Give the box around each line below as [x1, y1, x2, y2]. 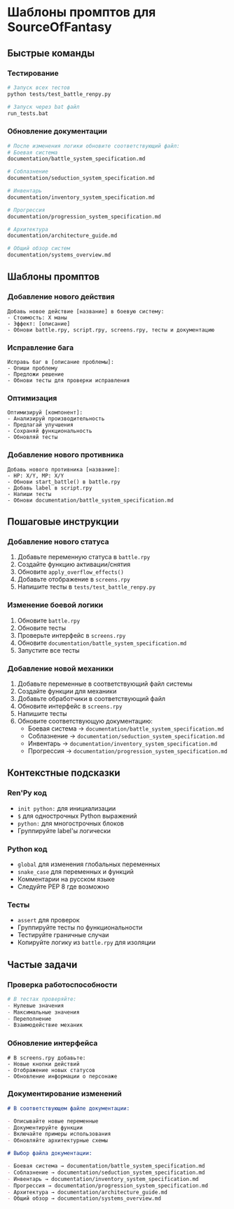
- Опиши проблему [7, 365, 58, 372]
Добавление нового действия [7, 292, 115, 302]
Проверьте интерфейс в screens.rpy [17, 631, 126, 639]
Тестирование [7, 68, 60, 78]
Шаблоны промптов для [7, 4, 156, 20]
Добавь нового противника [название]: [7, 466, 121, 473]
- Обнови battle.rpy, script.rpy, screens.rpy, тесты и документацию [7, 326, 215, 334]
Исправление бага [7, 342, 74, 352]
